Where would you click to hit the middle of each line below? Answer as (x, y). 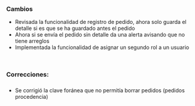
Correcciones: (28, 75)
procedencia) (31, 96)
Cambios (19, 9)
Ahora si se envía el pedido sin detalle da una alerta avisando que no (100, 35)
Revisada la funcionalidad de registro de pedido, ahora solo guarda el (101, 22)
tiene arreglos (32, 41)
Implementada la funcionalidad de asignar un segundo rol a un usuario (102, 47)
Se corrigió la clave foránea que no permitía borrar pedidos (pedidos (100, 90)
